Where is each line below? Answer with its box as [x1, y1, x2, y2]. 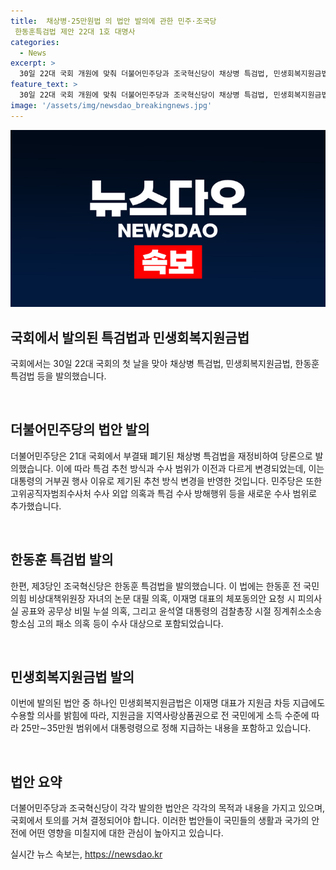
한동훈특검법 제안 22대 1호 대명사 [14, 26, 136, 37]
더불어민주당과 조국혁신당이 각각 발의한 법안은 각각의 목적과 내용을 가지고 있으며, [10, 802, 326, 814]
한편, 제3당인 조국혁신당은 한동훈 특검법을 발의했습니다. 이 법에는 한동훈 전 [10, 580, 302, 592]
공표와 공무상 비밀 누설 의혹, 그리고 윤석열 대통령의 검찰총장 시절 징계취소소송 [20, 605, 323, 617]
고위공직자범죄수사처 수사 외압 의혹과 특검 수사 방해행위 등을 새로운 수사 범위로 [10, 487, 318, 499]
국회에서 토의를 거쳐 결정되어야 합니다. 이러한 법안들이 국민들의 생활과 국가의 [10, 815, 310, 827]
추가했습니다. [10, 500, 62, 512]
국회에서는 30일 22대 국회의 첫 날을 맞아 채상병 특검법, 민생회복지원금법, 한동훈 [10, 357, 320, 369]
